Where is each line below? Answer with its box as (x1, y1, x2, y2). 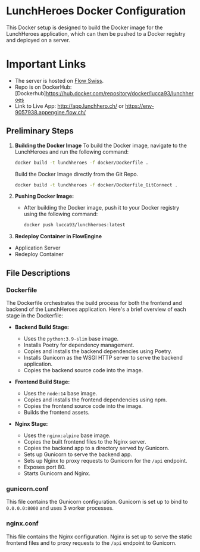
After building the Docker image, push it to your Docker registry (23, 204, 180, 211)
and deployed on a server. (6, 36, 70, 43)
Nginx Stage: (14, 420, 48, 427)
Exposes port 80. (23, 463, 66, 470)
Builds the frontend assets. (23, 409, 90, 416)
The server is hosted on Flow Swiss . (14, 77, 104, 84)
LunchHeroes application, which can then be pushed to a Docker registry (6, 30, 186, 37)
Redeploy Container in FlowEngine (14, 233, 102, 240)
